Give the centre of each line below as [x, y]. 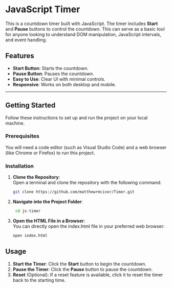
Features [20, 56]
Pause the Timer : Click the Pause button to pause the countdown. [83, 269]
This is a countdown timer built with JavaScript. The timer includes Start [82, 23]
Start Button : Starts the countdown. [50, 68]
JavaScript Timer [43, 9]
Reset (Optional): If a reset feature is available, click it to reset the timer [88, 275]
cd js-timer [28, 211]
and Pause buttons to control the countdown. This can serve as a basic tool [85, 29]
